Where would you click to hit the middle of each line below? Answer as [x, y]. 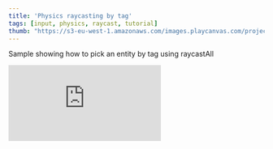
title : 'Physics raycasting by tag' [70, 16]
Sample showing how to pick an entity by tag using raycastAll [111, 54]
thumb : [19, 31]
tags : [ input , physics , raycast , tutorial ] [83, 23]
